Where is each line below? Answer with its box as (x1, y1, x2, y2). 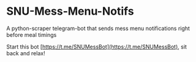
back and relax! (6, 49, 45, 56)
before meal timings (6, 31, 57, 38)
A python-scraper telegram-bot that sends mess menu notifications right (6, 25, 190, 32)
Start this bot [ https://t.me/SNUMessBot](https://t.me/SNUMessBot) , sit (6, 43, 187, 50)
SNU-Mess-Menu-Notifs (6, 4, 134, 18)
